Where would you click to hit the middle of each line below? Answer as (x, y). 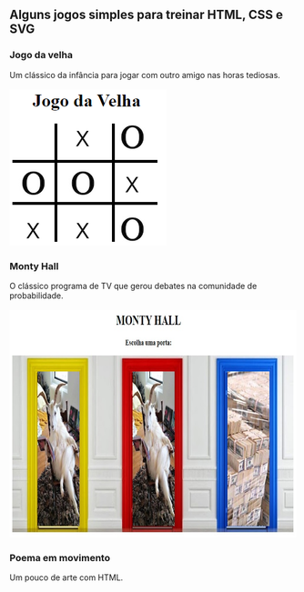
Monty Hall (34, 266)
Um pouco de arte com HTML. (66, 577)
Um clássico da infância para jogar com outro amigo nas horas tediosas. (145, 75)
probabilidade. (36, 296)
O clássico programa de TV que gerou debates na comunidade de (133, 286)
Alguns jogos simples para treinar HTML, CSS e (147, 15)
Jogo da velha (41, 55)
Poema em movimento (60, 557)
